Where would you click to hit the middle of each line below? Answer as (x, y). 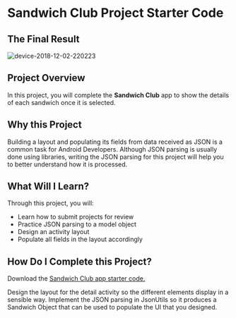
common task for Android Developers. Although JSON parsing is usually (112, 149)
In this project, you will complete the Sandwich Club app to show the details (118, 95)
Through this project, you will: (51, 203)
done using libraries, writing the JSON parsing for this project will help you (116, 157)
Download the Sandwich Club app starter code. (76, 279)
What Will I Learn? (48, 186)
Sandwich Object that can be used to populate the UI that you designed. (112, 307)
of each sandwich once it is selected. (61, 102)
